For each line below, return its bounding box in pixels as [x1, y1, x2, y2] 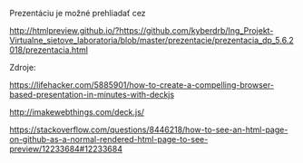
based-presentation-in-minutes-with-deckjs [9, 90, 175, 100]
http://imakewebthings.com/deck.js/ [9, 107, 145, 117]
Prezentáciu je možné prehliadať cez [9, 8, 147, 18]
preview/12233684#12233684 [9, 144, 122, 154]
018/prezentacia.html [9, 44, 89, 55]
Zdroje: [9, 62, 36, 72]
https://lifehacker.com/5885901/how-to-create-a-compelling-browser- [9, 80, 275, 90]
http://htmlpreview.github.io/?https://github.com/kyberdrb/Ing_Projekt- [9, 25, 274, 35]
